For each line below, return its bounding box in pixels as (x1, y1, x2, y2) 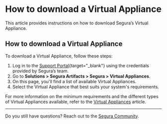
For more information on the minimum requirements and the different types (5, 93, 159, 99)
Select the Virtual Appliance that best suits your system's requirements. (12, 84, 159, 90)
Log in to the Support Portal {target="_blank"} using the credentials (12, 62, 149, 68)
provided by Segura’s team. (12, 68, 69, 74)
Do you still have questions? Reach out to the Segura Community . (5, 113, 139, 119)
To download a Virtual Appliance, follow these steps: (5, 53, 113, 59)
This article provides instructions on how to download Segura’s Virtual (5, 20, 149, 26)
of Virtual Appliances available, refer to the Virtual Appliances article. (5, 99, 147, 105)
